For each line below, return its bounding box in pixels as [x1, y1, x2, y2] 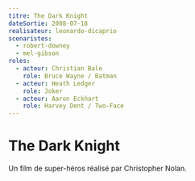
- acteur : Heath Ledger [15, 79, 95, 87]
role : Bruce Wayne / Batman [23, 72, 117, 80]
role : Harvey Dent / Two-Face [23, 102, 125, 110]
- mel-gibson [15, 49, 60, 57]
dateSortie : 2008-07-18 [8, 19, 89, 27]
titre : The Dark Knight [8, 11, 89, 20]
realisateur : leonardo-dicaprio [8, 27, 117, 35]
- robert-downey [15, 42, 70, 50]
